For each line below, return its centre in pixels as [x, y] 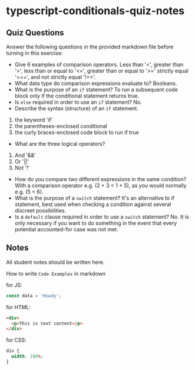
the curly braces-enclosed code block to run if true [77, 132]
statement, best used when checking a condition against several [93, 204]
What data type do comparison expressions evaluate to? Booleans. [96, 83]
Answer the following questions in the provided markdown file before [90, 47]
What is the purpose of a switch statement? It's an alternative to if [95, 198]
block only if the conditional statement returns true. [77, 96]
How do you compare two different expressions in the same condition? [100, 179]
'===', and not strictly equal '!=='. [55, 77]
